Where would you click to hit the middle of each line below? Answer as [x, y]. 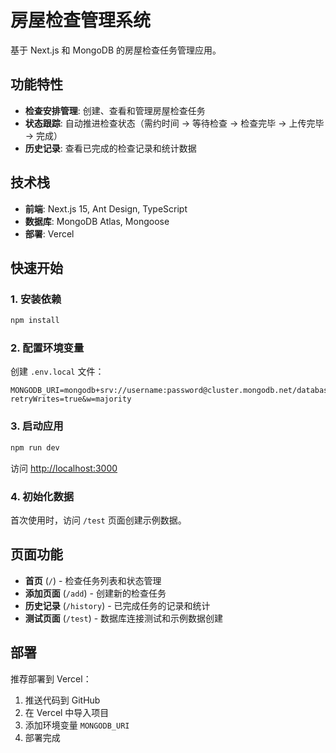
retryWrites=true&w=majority [71, 399]
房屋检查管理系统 [81, 20]
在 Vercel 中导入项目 [67, 712]
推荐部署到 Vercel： [51, 678]
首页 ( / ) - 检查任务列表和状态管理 [93, 580]
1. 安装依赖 [36, 299]
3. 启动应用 [37, 426]
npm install [35, 321]
